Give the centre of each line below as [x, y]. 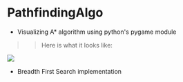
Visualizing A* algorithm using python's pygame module [97, 32]
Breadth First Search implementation [69, 71]
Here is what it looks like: [77, 45]
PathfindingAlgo [55, 13]
